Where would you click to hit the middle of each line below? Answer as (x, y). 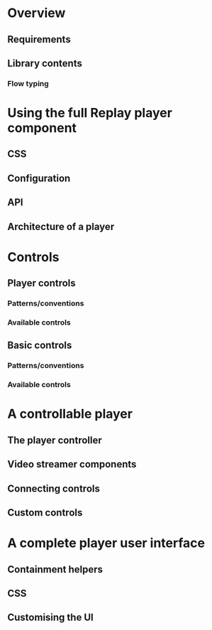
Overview (37, 13)
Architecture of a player (61, 226)
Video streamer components (72, 464)
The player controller (55, 440)
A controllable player (70, 414)
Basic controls (40, 346)
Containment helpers (55, 569)
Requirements (39, 39)
